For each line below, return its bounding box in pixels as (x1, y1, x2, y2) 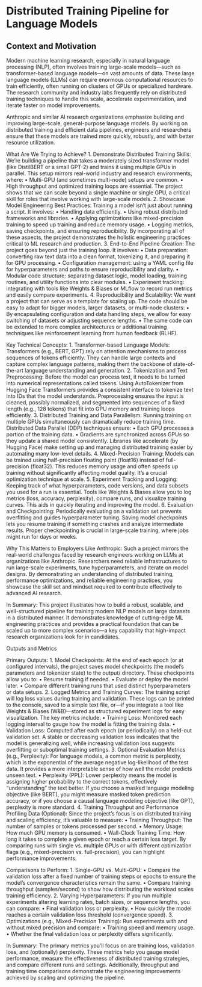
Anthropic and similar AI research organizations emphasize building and (6, 113, 185, 120)
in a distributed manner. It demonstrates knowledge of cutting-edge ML (6, 614, 183, 621)
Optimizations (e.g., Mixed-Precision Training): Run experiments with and (6, 918, 188, 924)
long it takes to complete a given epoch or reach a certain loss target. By (6, 835, 186, 843)
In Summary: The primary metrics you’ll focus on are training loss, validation (6, 942, 195, 949)
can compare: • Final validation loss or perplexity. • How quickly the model (6, 905, 192, 912)
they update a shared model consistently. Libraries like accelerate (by (6, 438, 179, 444)
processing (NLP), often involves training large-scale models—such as (6, 63, 181, 70)
